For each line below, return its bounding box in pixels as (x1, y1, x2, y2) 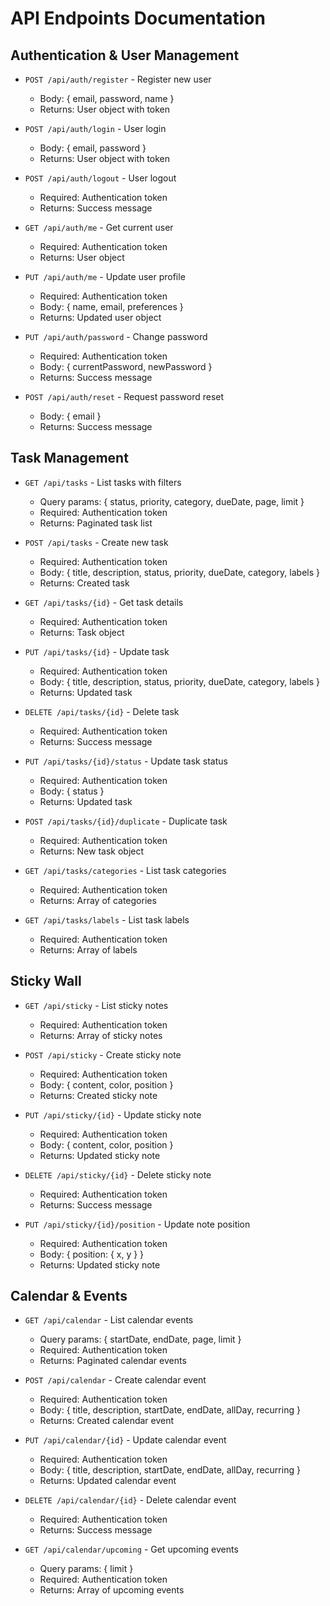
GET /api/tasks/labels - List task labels (24, 913, 190, 926)
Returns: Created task (39, 577, 130, 589)
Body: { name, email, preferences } (39, 301, 184, 312)
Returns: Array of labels (39, 943, 138, 956)
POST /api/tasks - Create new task (24, 536, 169, 548)
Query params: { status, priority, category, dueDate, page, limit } (39, 495, 305, 507)
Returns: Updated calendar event (39, 1475, 177, 1487)
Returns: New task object (39, 845, 145, 857)
